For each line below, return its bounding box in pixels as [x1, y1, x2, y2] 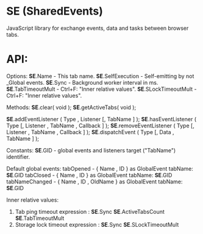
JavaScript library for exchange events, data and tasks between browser [6, 24, 189, 32]
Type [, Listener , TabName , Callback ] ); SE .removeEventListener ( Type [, [6, 122, 195, 129]
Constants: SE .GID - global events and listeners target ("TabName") [6, 146, 176, 154]
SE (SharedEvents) [6, 4, 104, 18]
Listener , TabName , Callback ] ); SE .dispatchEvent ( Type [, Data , [6, 128, 175, 135]
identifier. [6, 153, 30, 160]
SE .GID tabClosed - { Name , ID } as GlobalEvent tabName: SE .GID [6, 171, 173, 179]
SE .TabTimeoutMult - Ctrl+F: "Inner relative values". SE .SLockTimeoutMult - [6, 85, 197, 93]
